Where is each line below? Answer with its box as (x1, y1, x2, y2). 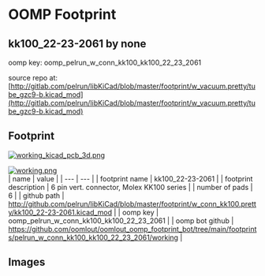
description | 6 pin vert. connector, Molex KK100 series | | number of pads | (8, 182, 253, 192)
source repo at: (8, 73, 58, 82)
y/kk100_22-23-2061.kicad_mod (8, 207, 113, 217)
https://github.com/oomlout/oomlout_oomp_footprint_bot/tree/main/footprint (8, 224, 257, 233)
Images (8, 255, 46, 269)
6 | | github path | (8, 191, 65, 200)
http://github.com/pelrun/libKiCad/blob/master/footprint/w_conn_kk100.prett (8, 199, 256, 208)
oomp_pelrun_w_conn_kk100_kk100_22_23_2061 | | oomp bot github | (8, 215, 234, 226)
